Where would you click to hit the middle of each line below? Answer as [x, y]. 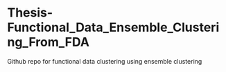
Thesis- [30, 13]
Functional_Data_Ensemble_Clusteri [113, 27]
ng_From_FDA [49, 42]
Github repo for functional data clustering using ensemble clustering [105, 61]
